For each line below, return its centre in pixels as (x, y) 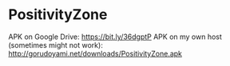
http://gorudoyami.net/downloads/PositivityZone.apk (95, 53)
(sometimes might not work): (56, 45)
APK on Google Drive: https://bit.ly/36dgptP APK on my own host (115, 37)
